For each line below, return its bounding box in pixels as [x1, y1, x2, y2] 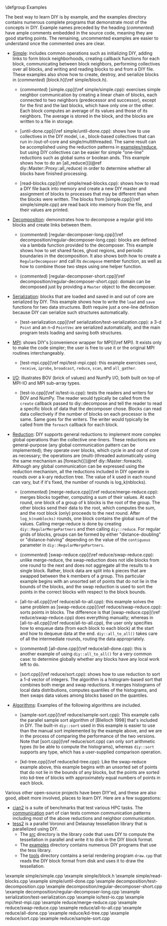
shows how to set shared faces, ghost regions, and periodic [19, 248, 143, 253]
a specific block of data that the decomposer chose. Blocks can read [19, 406, 162, 412]
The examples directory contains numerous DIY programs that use [19, 842, 157, 847]
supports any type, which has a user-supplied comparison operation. [19, 749, 162, 755]
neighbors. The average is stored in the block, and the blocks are [19, 113, 154, 119]
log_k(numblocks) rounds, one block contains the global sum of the [19, 515, 158, 521]
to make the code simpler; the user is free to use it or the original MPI [12, 345, 155, 351]
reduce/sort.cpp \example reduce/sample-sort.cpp [5, 915, 110, 921]
